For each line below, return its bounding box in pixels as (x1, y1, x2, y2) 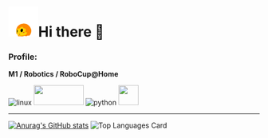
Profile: (8, 51, 37, 62)
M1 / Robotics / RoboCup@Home (8, 69, 119, 79)
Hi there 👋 (38, 23, 104, 41)
